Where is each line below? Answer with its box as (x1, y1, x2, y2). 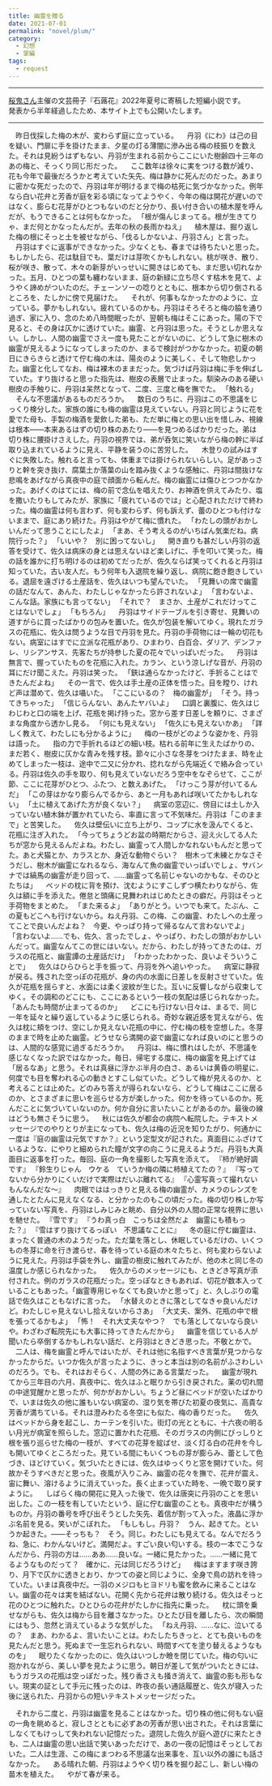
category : (8, 34, 42, 43)
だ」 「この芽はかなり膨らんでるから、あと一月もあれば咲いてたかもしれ (8, 789, 251, 799)
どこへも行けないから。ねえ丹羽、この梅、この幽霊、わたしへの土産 (29, 910, 257, 920)
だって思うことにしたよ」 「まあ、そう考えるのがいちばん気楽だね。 (22, 525, 251, 535)
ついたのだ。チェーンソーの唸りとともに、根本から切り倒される (50, 282, 263, 292)
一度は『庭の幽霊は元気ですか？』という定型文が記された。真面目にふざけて (8, 1133, 264, 1143)
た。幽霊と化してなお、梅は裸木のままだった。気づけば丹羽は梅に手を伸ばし (8, 363, 264, 373)
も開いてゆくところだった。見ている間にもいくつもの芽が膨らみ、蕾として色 (8, 1448, 263, 1458)
